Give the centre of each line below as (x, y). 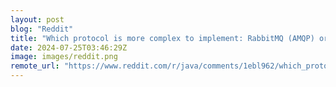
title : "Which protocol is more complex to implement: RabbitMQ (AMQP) (162, 38)
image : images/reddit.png (64, 57)
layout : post (37, 19)
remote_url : (35, 66)
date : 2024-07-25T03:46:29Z (69, 47)
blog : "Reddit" (42, 29)
